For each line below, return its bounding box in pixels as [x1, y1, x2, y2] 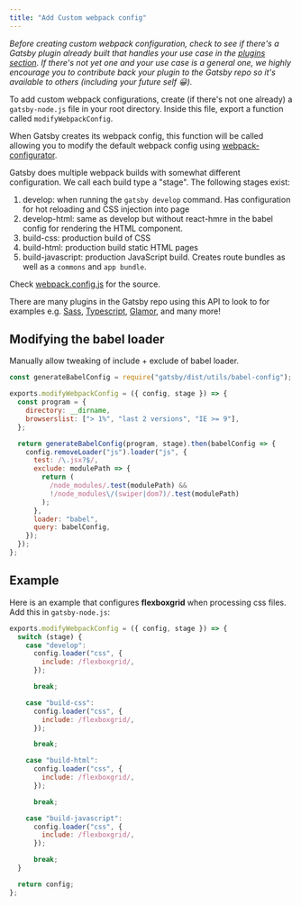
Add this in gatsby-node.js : [9, 606, 111, 618]
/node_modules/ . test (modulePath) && [49, 481, 187, 490]
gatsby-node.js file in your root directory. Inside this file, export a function [9, 103, 284, 114]
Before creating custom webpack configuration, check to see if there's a [9, 38, 279, 49]
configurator [9, 150, 56, 160]
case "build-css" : [25, 698, 95, 708]
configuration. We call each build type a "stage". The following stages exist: [9, 177, 290, 188]
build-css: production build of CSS [22, 232, 151, 243]
